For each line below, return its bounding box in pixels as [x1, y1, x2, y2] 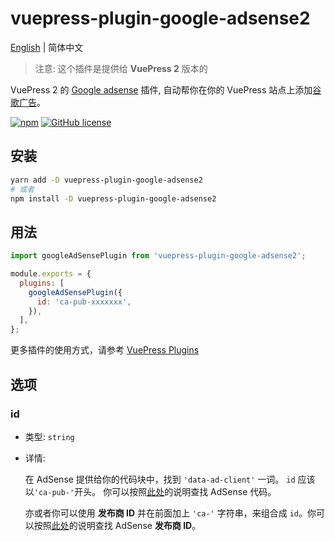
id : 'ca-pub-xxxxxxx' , [36, 297, 132, 307]
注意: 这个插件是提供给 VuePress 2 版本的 [34, 62, 208, 74]
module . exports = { [10, 269, 92, 279]
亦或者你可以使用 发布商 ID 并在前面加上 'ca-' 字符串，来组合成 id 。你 [24, 507, 317, 519]
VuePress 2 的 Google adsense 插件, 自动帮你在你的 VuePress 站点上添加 [10, 83, 313, 96]
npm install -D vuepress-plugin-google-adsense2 [10, 193, 217, 204]
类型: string [24, 430, 75, 442]
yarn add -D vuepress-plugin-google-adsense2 [10, 175, 203, 185]
